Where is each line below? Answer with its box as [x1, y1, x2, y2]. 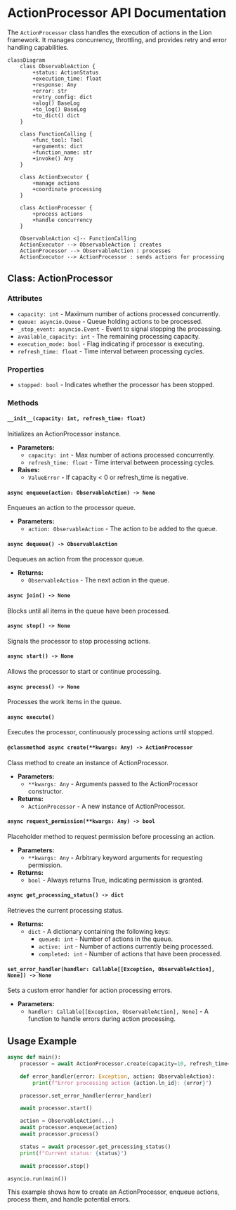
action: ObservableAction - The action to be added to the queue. [27, 525, 218, 533]
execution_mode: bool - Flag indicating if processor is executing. [17, 339, 204, 348]
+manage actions [32, 179, 80, 187]
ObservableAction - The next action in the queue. [27, 576, 170, 585]
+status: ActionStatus [32, 69, 99, 76]
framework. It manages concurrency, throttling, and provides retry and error [7, 35, 227, 44]
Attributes [7, 294, 43, 304]
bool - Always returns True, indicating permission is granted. [27, 876, 204, 884]
